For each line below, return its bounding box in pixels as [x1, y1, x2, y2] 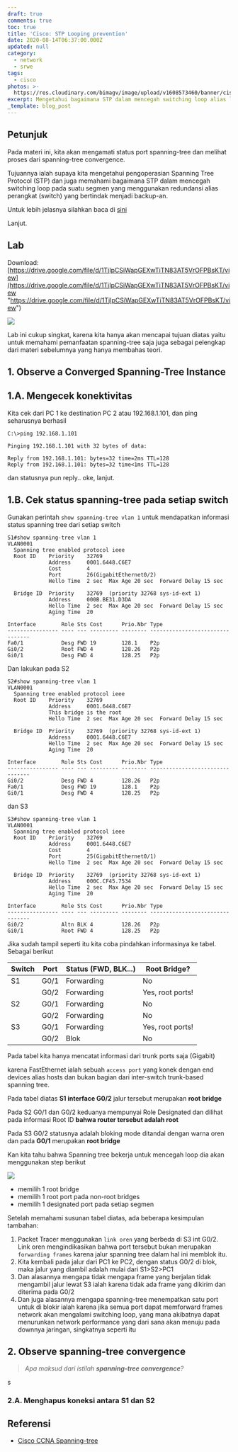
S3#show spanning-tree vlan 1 [7, 815, 97, 822]
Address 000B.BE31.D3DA [48, 596, 132, 603]
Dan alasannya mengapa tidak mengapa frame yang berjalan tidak [17, 1272, 211, 1281]
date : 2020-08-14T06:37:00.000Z [7, 37, 103, 44]
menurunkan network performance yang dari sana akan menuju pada [17, 1317, 220, 1326]
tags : [7, 69, 23, 76]
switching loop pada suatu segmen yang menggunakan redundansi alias [7, 183, 218, 192]
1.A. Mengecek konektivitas [7, 390, 132, 402]
